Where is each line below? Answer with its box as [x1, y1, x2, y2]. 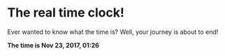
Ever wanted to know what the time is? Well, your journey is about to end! [7, 28, 219, 36]
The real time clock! [7, 5, 124, 21]
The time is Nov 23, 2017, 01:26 [7, 41, 100, 49]
